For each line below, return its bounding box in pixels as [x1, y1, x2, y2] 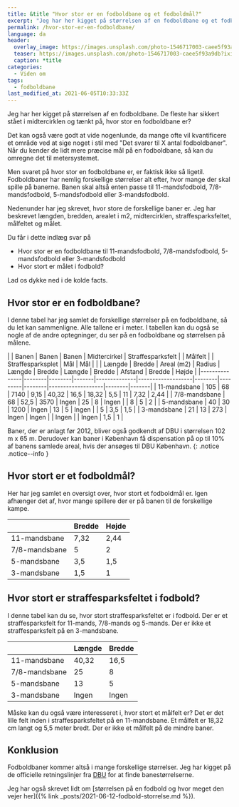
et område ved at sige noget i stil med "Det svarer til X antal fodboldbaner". [7, 138, 228, 147]
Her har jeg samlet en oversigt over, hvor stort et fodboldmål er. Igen [7, 489, 208, 497]
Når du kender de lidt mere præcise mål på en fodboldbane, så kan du [7, 146, 213, 155]
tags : [7, 76, 23, 84]
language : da [7, 30, 46, 38]
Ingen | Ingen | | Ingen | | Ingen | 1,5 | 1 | [7, 412, 124, 421]
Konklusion [7, 743, 59, 756]
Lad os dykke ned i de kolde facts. [7, 276, 108, 285]
